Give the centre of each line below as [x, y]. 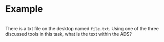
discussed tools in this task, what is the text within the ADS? [69, 34]
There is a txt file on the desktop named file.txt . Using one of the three [82, 28]
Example [24, 9]
